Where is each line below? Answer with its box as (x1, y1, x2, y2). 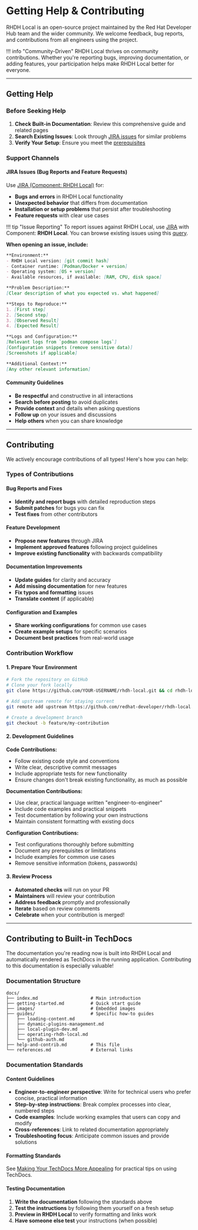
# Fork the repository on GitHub (6, 677, 88, 683)
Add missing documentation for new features (14, 583, 127, 590)
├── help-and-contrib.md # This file (6, 1042, 120, 1048)
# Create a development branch (6, 714, 83, 721)
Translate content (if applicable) (14, 595, 94, 603)
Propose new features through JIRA (14, 537, 103, 544)
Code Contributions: (6, 745, 58, 753)
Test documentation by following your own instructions (14, 812, 148, 819)
